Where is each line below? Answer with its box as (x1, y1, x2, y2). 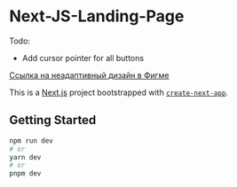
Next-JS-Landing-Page (9, 6, 185, 27)
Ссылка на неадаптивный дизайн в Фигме (9, 69, 170, 81)
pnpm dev (9, 169, 42, 178)
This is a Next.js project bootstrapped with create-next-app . (9, 87, 229, 97)
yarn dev (9, 152, 42, 161)
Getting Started (9, 113, 97, 128)
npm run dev (9, 136, 53, 145)
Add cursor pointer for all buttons (21, 52, 145, 63)
